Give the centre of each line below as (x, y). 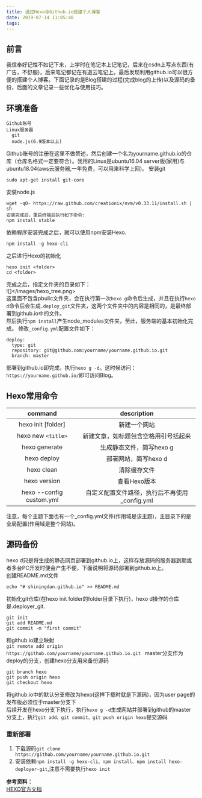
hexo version (42, 481)
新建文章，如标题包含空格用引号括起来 (137, 436)
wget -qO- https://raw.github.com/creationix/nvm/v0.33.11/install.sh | (99, 203)
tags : (13, 23)
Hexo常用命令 (32, 396)
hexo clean (42, 469)
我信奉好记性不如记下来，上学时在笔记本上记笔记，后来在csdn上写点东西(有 (100, 65)
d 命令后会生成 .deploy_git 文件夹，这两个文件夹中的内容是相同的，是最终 (96, 306)
